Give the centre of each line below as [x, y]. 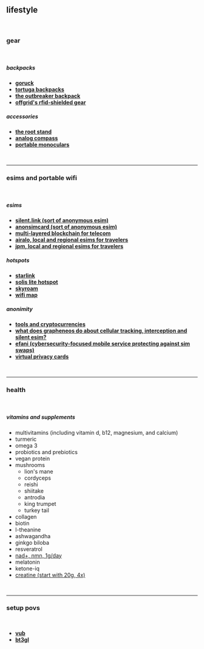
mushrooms [30, 465]
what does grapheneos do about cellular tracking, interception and [101, 331]
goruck [25, 83]
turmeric [26, 439]
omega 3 [26, 445]
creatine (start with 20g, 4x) [50, 575]
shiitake [34, 491]
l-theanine [28, 530]
